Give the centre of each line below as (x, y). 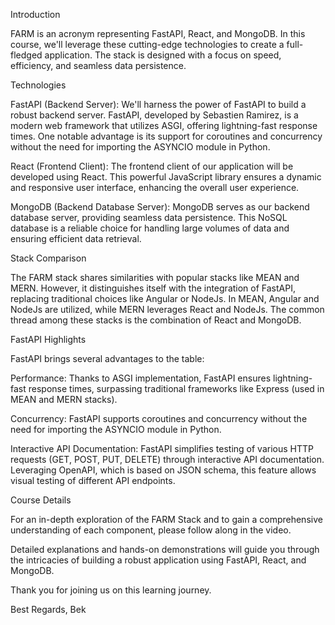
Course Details (41, 500)
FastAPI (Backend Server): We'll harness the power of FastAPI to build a (158, 104)
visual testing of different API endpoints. (93, 480)
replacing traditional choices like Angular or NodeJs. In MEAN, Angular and (165, 298)
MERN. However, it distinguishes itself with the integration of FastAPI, (153, 288)
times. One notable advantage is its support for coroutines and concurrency (166, 136)
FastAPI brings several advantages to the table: (107, 358)
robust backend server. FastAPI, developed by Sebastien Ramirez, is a (154, 115)
